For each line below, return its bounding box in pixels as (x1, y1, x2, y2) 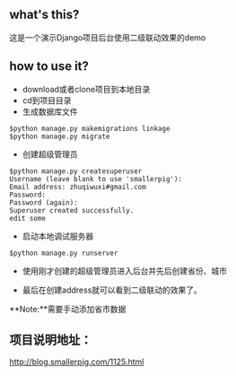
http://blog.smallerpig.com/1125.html (9, 356, 144, 367)
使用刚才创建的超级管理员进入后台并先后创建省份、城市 (22, 265, 227, 276)
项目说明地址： (9, 332, 92, 348)
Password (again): (9, 197, 78, 207)
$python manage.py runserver (9, 249, 118, 258)
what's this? (9, 7, 80, 22)
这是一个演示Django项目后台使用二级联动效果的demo (9, 31, 206, 43)
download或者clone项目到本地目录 (22, 83, 151, 94)
